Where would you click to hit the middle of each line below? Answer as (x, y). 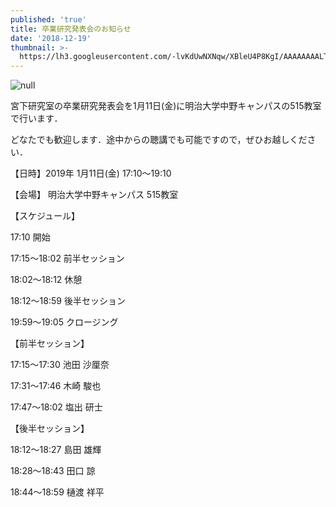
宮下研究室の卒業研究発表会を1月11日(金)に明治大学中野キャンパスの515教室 (166, 106)
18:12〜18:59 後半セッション (68, 301)
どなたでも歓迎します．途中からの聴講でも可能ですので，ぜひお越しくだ (159, 140)
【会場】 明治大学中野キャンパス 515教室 (94, 195)
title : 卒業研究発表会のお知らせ (71, 29)
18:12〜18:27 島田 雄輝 (56, 450)
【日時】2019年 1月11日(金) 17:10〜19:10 (91, 173)
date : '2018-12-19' (51, 38)
